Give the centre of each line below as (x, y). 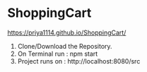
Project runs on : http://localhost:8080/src (79, 61)
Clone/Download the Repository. (65, 46)
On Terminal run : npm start (58, 54)
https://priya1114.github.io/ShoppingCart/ (67, 32)
